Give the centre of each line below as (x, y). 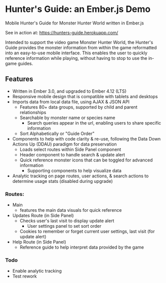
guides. (25, 63)
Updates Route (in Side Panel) (43, 216)
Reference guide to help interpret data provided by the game (82, 247)
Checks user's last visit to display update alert (67, 221)
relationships (33, 112)
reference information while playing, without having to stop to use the (76, 58)
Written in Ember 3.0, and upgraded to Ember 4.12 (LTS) (69, 91)
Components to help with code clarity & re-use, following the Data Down (86, 139)
